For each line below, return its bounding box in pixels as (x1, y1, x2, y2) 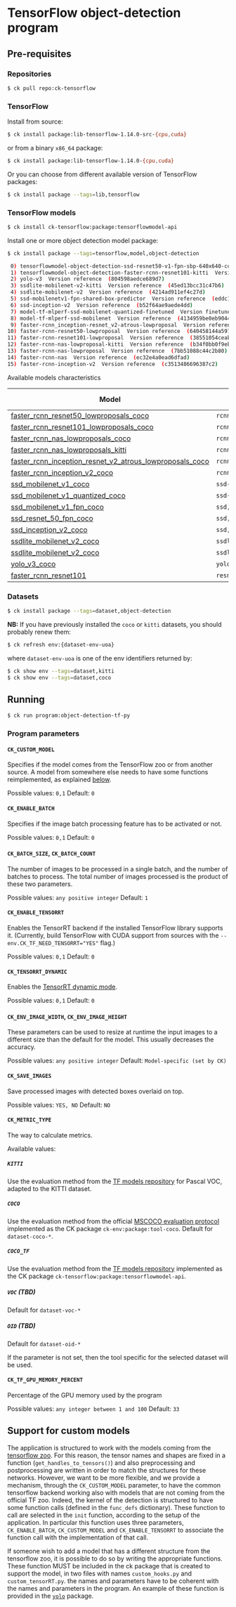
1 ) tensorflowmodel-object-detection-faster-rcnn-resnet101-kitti (10, 269, 209, 276)
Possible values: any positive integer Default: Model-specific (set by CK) (7, 1056, 227, 1065)
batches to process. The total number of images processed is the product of (7, 872, 228, 880)
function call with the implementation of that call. (7, 1533, 149, 1542)
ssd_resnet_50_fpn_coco (11, 513, 93, 523)
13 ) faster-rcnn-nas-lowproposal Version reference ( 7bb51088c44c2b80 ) (7, 348, 228, 355)
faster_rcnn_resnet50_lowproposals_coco (11, 410, 150, 420)
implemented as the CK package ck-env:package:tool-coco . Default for (7, 1224, 213, 1232)
